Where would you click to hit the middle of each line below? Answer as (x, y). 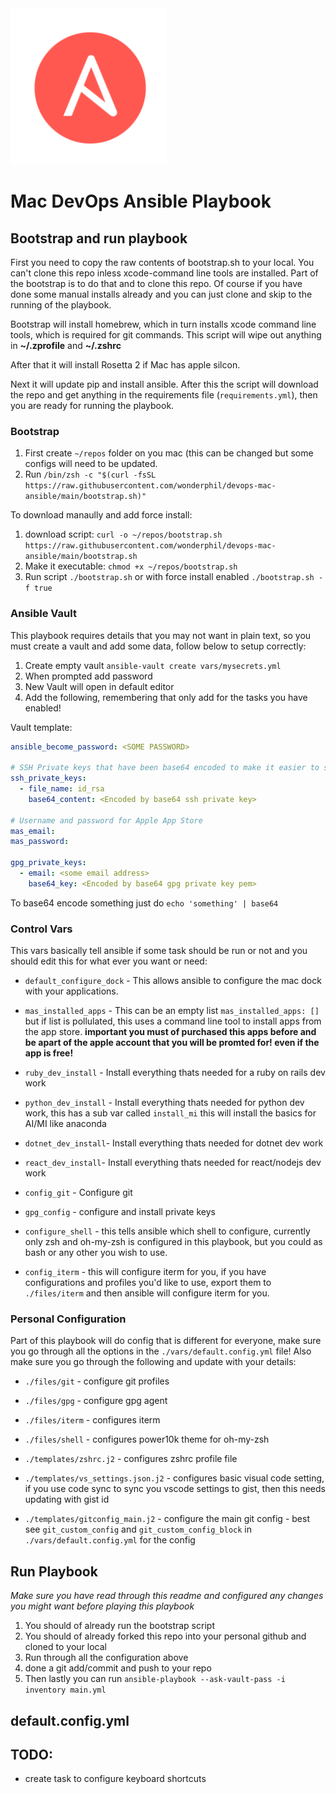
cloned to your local (65, 1647)
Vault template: (41, 727)
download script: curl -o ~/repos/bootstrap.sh (123, 534)
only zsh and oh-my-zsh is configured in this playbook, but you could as (173, 1242)
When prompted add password (88, 676)
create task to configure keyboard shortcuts (115, 1779)
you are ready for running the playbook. (92, 405)
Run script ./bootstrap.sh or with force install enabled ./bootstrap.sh (169, 577)
